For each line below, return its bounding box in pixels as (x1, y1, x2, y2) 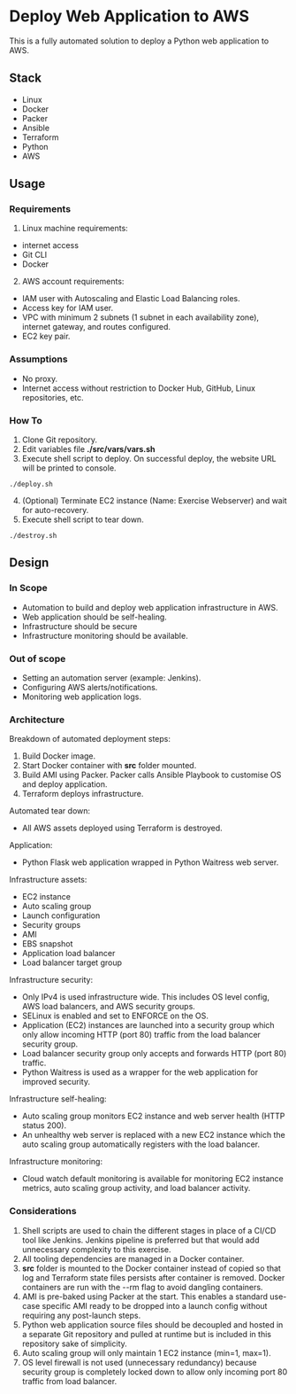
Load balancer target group (21, 957, 122, 968)
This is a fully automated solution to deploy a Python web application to (9, 35, 269, 46)
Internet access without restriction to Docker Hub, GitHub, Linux (21, 383, 256, 393)
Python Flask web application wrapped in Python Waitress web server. (21, 857, 279, 868)
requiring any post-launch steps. (21, 1310, 141, 1320)
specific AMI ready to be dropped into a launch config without (42, 1300, 268, 1311)
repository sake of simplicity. (21, 1338, 128, 1349)
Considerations (9, 1205, 77, 1218)
